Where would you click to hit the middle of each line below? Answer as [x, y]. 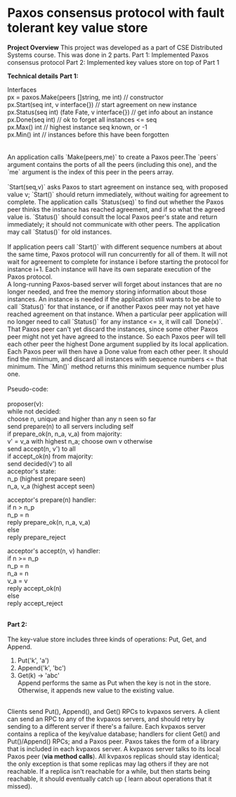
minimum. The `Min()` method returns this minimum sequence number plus [116, 366]
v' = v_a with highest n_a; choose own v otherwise [80, 441]
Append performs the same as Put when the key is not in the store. [114, 683]
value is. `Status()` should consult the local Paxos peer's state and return [112, 217]
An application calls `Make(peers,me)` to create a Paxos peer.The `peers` [113, 157]
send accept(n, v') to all [41, 448]
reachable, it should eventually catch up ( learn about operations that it [110, 779]
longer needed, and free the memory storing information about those [107, 291]
